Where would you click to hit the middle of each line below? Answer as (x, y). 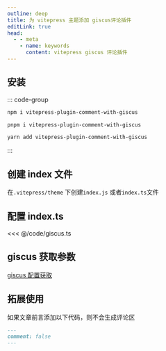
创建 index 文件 (40, 174)
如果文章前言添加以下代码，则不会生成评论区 (71, 317)
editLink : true (29, 26)
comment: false (29, 337)
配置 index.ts (35, 216)
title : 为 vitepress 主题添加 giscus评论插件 (69, 20)
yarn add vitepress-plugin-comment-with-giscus (77, 137)
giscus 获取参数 (41, 257)
